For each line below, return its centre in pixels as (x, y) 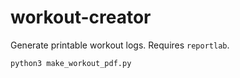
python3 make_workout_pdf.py (71, 63)
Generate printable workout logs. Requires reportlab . (120, 45)
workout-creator (81, 17)
